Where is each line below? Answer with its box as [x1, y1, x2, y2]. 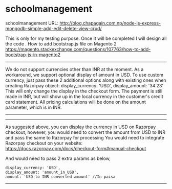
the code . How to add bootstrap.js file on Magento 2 [5, 40, 117, 46]
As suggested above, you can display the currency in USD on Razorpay [5, 124, 156, 130]
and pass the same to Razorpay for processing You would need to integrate [5, 134, 165, 140]
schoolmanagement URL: [5, 20, 59, 26]
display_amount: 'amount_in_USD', [5, 170, 79, 175]
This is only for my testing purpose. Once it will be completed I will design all [5, 35, 167, 41]
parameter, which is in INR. [5, 104, 62, 110]
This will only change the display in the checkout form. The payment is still [5, 88, 163, 94]
